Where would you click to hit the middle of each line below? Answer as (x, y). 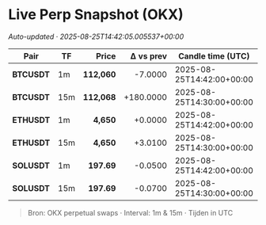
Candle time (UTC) (214, 55)
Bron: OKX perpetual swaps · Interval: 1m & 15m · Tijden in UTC (130, 212)
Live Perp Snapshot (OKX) (96, 15)
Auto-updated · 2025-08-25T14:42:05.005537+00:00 (96, 36)
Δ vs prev (149, 55)
